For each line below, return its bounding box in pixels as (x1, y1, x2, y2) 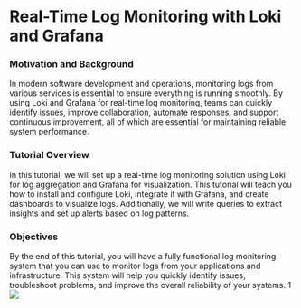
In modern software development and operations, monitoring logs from (9, 79, 274, 89)
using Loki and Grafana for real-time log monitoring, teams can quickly (9, 98, 273, 108)
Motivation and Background (9, 58, 134, 70)
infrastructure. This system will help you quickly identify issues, (9, 270, 246, 281)
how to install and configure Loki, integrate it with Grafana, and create (9, 188, 269, 200)
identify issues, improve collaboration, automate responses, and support (9, 107, 279, 118)
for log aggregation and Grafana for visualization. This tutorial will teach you (9, 179, 292, 190)
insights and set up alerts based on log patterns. (9, 208, 190, 219)
